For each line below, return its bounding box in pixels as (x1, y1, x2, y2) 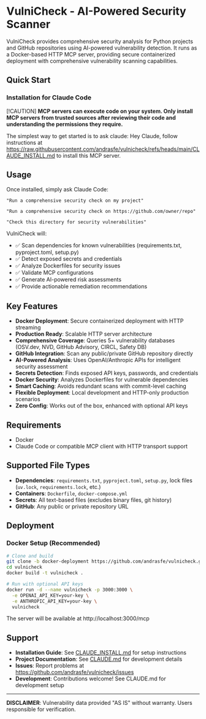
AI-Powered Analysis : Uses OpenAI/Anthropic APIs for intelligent (15, 356, 181, 364)
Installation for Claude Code (6, 93, 92, 102)
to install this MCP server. (56, 152, 121, 159)
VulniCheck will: (6, 230, 47, 237)
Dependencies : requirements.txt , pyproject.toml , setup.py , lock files (15, 477, 193, 484)
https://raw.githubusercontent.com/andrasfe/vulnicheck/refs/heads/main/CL (6, 145, 200, 153)
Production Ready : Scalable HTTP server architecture (15, 330, 153, 338)
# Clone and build (6, 553, 53, 559)
